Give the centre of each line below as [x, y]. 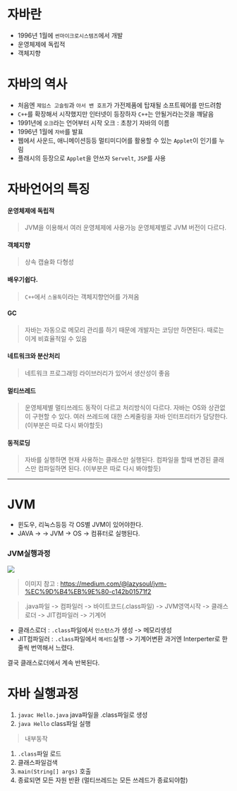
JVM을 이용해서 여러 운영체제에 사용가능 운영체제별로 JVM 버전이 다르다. [126, 227]
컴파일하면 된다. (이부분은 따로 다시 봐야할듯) [99, 469]
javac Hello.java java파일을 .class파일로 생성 [83, 715]
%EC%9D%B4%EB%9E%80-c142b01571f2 [88, 591]
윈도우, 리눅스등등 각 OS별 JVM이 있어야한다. [80, 525]
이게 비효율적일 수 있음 [56, 338]
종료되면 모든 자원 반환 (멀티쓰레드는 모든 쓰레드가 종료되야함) [103, 780]
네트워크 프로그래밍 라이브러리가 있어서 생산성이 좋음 [97, 373]
